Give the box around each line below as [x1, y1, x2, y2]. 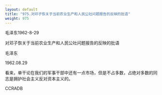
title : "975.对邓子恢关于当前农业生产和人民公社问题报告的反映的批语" [5, 12, 131, 16]
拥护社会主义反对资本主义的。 [13, 76, 73, 82]
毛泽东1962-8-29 [5, 30, 39, 36]
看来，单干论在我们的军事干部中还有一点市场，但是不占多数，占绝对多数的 [5, 70, 153, 76]
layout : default [5, 7, 38, 12]
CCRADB [5, 85, 23, 92]
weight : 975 [5, 16, 29, 21]
